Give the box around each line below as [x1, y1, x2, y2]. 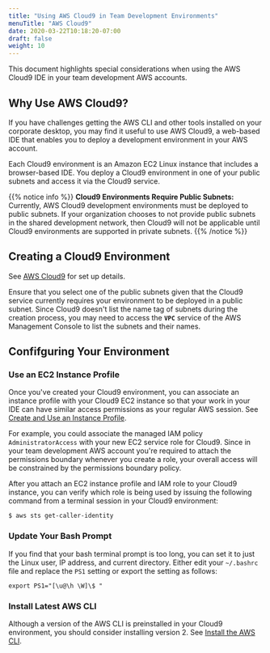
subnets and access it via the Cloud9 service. [8, 176, 160, 186]
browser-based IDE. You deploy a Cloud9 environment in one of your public [8, 167, 260, 177]
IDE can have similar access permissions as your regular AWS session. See [8, 405, 259, 414]
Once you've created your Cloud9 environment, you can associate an [8, 388, 240, 397]
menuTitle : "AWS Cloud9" [8, 19, 92, 28]
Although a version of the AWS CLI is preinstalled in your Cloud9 [8, 619, 223, 629]
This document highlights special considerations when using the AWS [8, 64, 241, 74]
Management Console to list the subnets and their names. [8, 321, 200, 331]
